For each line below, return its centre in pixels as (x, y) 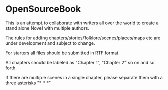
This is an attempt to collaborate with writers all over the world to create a (82, 23)
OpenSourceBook (43, 9)
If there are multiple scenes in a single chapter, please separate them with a (84, 77)
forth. (11, 68)
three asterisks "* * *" (28, 83)
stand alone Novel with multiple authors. (47, 28)
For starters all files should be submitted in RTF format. (62, 53)
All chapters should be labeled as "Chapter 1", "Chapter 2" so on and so (80, 62)
